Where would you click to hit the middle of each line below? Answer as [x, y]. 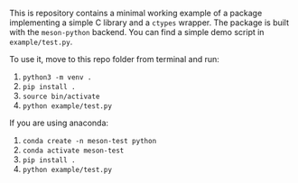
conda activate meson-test [73, 151]
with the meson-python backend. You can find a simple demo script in [137, 32]
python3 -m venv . [57, 78]
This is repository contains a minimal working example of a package [136, 13]
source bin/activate [61, 96]
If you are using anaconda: [59, 123]
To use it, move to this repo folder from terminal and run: [114, 59]
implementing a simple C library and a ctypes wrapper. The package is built [149, 23]
